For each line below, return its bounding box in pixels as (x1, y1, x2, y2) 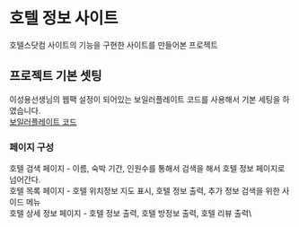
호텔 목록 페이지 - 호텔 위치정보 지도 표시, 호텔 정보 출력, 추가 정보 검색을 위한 (9, 186, 280, 196)
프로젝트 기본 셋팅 (9, 68, 102, 83)
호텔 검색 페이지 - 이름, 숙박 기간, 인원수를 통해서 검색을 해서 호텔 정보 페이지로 (9, 163, 286, 174)
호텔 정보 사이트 (9, 8, 119, 29)
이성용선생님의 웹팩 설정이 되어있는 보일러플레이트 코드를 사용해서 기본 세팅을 (9, 93, 281, 104)
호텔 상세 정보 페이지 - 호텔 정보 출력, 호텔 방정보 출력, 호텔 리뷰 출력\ (9, 208, 252, 219)
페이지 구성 (9, 141, 55, 153)
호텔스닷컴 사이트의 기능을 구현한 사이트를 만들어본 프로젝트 (9, 39, 218, 50)
